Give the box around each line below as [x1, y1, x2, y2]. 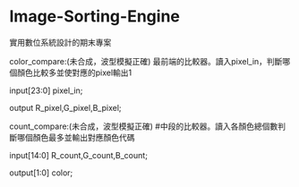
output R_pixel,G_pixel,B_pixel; [9, 102, 123, 113]
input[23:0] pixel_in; [9, 85, 83, 96]
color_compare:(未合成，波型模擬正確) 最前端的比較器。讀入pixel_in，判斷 [9, 55, 283, 66]
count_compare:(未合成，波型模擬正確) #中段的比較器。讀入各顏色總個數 [9, 121, 278, 132]
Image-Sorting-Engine [9, 6, 181, 27]
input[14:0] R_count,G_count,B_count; [9, 149, 148, 160]
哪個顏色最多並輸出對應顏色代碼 [16, 132, 135, 142]
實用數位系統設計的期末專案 [9, 37, 112, 47]
